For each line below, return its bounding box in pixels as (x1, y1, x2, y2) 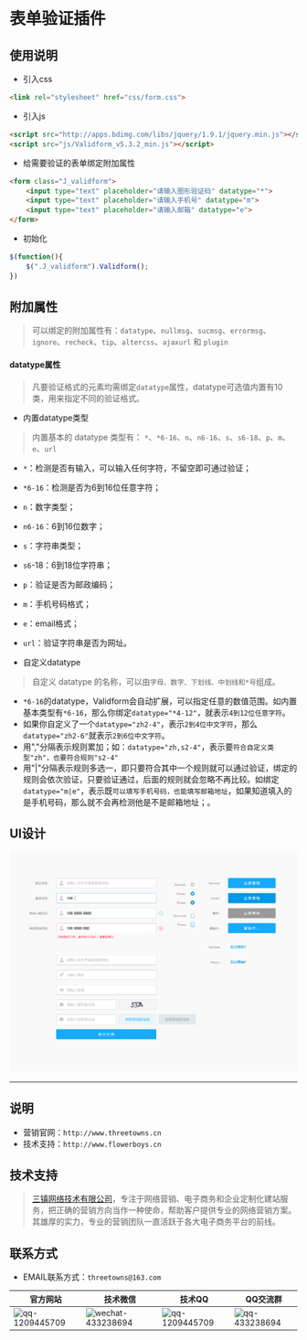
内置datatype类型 (22, 412, 90, 423)
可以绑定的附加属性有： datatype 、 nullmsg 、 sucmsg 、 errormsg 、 (31, 325, 271, 336)
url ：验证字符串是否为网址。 (22, 637, 132, 648)
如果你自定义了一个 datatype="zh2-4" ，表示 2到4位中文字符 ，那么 (22, 718, 259, 729)
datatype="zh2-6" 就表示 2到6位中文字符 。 (22, 729, 171, 740)
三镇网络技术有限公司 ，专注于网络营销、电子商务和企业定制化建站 (31, 1194, 281, 1205)
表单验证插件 (9, 8, 107, 29)
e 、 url (31, 442, 58, 453)
